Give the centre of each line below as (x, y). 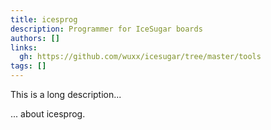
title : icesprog (44, 19)
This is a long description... (66, 94)
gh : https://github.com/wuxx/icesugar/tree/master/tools (140, 57)
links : (24, 47)
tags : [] (28, 66)
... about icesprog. (48, 114)
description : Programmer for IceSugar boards (106, 29)
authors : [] (35, 38)
